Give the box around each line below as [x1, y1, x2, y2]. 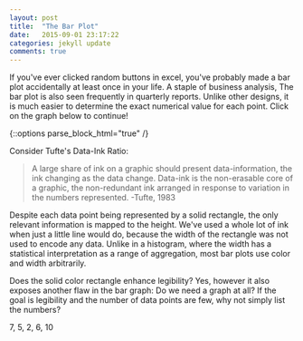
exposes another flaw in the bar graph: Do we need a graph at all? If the [9, 285, 277, 296]
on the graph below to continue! [9, 111, 128, 122]
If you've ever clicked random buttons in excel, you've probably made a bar [9, 72, 291, 83]
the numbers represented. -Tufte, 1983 [31, 192, 176, 203]
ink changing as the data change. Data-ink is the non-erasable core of [31, 173, 294, 184]
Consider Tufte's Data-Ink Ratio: [9, 146, 129, 157]
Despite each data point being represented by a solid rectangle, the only [9, 209, 279, 220]
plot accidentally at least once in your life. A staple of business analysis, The [9, 82, 294, 93]
